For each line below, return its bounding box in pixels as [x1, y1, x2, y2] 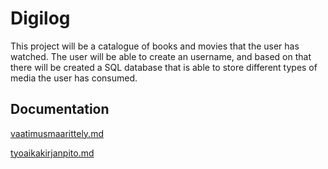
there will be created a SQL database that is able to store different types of [10, 61, 318, 73]
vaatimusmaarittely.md [10, 127, 104, 139]
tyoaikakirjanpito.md [10, 147, 95, 159]
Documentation [10, 101, 110, 118]
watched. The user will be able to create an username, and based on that [10, 50, 312, 62]
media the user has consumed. [10, 72, 138, 84]
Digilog [10, 7, 71, 30]
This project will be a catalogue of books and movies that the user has [10, 40, 300, 52]
